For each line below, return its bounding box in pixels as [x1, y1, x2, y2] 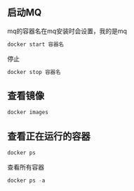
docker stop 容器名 [7, 68, 61, 75]
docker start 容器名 [7, 41, 65, 48]
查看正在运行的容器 [7, 130, 91, 142]
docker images [7, 109, 49, 116]
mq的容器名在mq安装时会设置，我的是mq [7, 27, 128, 35]
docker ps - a [7, 177, 46, 184]
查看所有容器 [7, 163, 44, 171]
